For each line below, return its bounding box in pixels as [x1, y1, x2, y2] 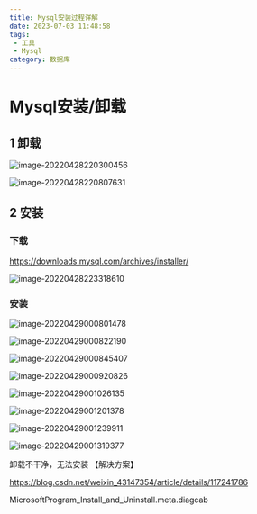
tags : [9, 30, 30, 39]
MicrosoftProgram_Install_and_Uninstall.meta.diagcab [9, 494, 209, 505]
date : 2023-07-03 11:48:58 [9, 22, 111, 31]
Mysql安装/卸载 [9, 96, 127, 117]
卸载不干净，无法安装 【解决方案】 [9, 458, 138, 469]
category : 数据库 [9, 55, 70, 64]
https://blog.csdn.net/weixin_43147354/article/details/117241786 [9, 476, 249, 487]
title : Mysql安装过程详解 [9, 13, 99, 23]
